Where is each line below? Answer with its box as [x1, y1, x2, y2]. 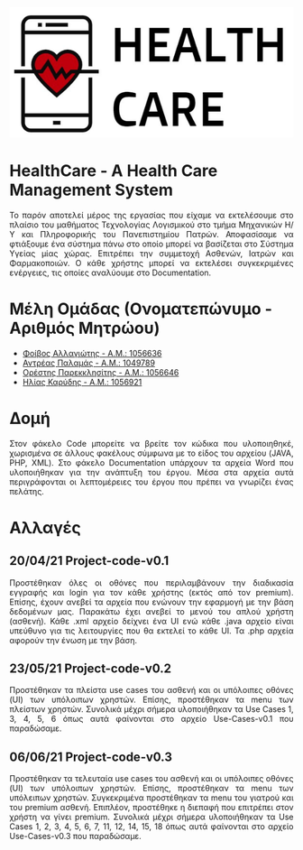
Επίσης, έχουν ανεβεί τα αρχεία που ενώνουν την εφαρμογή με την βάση [9, 596, 294, 607]
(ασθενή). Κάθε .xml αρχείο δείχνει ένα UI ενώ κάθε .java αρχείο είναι [9, 615, 294, 626]
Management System [9, 180, 174, 200]
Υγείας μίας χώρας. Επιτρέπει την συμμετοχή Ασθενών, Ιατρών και [9, 247, 294, 259]
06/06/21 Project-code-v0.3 [9, 749, 173, 764]
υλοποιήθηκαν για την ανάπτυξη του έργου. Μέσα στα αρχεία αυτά [9, 467, 294, 477]
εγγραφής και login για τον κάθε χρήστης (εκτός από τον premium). [9, 587, 294, 597]
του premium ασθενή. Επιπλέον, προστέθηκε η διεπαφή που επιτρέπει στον [9, 802, 294, 813]
